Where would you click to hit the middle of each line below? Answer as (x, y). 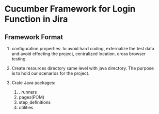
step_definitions (35, 102)
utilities (26, 107)
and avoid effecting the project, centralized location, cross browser (79, 54)
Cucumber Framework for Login (70, 9)
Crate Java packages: (33, 83)
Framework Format (34, 37)
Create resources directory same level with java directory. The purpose (83, 68)
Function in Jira (36, 19)
